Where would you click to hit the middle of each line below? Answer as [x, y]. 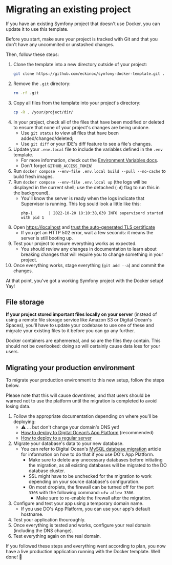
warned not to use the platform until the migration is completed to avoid [81, 401]
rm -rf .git [26, 93]
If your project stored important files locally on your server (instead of [81, 314]
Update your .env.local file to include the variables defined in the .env [88, 149]
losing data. [18, 407]
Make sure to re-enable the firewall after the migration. [94, 498]
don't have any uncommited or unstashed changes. [60, 44]
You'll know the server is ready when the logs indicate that [83, 198]
